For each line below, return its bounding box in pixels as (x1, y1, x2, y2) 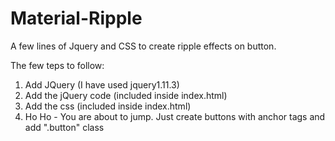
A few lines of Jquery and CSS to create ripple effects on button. (10, 40, 277, 52)
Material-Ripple (10, 7, 143, 30)
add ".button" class (24, 121, 105, 133)
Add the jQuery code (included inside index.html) (24, 89, 228, 101)
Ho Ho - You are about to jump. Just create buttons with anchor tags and (24, 110, 326, 122)
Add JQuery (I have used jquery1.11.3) (24, 78, 180, 91)
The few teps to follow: (10, 59, 105, 71)
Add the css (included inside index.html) (24, 100, 192, 112)
